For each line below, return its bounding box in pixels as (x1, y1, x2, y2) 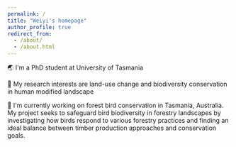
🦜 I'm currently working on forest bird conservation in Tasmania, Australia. (7, 101, 224, 109)
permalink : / (7, 10, 46, 18)
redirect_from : (7, 30, 52, 38)
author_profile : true (7, 23, 72, 31)
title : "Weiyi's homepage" (7, 17, 87, 24)
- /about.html (13, 43, 55, 50)
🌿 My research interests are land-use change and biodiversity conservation (7, 80, 228, 88)
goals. (7, 131, 26, 139)
